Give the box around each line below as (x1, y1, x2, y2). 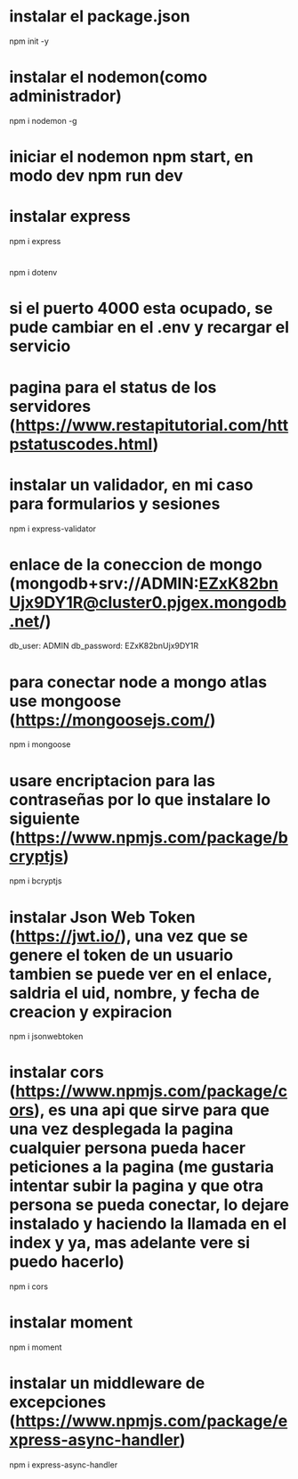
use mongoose (9, 691, 122, 711)
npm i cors (9, 1281, 49, 1292)
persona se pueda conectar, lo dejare (9, 1195, 289, 1215)
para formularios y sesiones (9, 493, 221, 514)
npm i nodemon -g (9, 115, 77, 126)
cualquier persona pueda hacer (9, 1138, 246, 1158)
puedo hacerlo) (9, 1252, 125, 1272)
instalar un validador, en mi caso (9, 474, 254, 495)
